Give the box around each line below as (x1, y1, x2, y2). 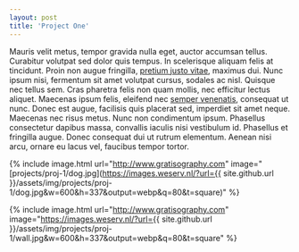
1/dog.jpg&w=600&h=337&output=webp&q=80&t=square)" (9, 187, 228, 197)
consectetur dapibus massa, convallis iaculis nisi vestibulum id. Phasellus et (9, 122, 288, 132)
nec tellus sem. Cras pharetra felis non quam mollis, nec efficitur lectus (9, 84, 270, 95)
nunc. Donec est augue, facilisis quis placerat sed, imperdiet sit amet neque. (9, 103, 290, 113)
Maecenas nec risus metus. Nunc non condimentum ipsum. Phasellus (9, 113, 266, 123)
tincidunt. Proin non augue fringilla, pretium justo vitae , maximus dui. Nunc (9, 64, 284, 76)
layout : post (9, 13, 58, 22)
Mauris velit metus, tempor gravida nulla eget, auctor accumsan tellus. (9, 46, 268, 56)
